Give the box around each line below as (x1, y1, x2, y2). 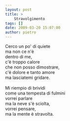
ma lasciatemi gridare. (5, 74, 50, 80)
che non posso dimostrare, (5, 64, 60, 70)
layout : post (5, 7, 32, 12)
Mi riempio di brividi (5, 85, 45, 91)
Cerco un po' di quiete (5, 44, 51, 49)
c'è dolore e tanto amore (5, 70, 55, 75)
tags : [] (5, 21, 23, 26)
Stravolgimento (14, 16, 45, 21)
